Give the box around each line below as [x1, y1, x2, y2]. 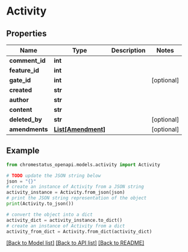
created [9, 86, 32, 94]
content [9, 106, 33, 114]
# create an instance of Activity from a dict [6, 222, 125, 229]
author [9, 95, 29, 104]
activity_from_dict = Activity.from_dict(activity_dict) [6, 228, 152, 234]
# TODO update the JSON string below [6, 172, 101, 179]
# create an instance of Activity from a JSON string [6, 184, 145, 190]
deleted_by [9, 115, 42, 123]
